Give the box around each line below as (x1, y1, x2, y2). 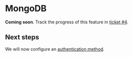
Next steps (5, 33, 39, 41)
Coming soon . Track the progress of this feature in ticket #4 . (5, 19, 129, 25)
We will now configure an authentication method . (5, 46, 105, 52)
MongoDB (5, 3, 47, 14)
